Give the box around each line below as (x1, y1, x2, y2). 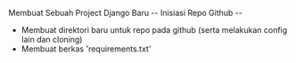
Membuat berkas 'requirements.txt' (21, 43, 152, 54)
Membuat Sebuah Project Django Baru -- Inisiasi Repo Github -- (8, 8, 243, 18)
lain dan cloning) (21, 35, 83, 44)
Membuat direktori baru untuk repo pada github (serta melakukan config (21, 25, 288, 35)
